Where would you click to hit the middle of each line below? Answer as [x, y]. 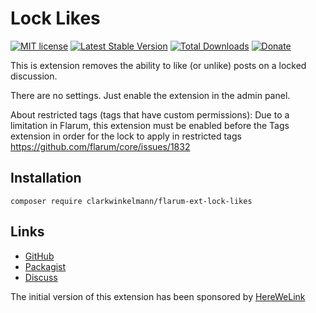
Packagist [45, 266]
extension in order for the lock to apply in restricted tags [126, 136]
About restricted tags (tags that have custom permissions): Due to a [150, 114]
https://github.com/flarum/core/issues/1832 [100, 146]
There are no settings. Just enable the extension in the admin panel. [150, 95]
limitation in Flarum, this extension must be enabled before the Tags [150, 125]
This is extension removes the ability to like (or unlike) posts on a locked [158, 65]
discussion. [34, 76]
